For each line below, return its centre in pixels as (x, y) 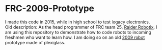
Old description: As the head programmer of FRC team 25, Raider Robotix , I (81, 27)
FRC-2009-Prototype (50, 8)
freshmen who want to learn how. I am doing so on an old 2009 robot (75, 37)
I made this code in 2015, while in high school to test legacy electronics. (78, 22)
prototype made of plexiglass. (35, 42)
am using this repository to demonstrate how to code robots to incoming (78, 32)
